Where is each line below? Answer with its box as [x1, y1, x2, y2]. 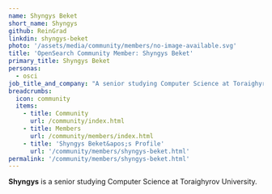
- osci [15, 72, 38, 80]
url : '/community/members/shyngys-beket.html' [29, 147, 190, 155]
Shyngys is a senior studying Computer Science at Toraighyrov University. [8, 177, 257, 187]
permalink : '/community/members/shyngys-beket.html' [8, 154, 190, 162]
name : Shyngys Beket [8, 11, 79, 20]
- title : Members [23, 124, 82, 133]
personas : [8, 65, 42, 73]
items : [15, 102, 38, 110]
